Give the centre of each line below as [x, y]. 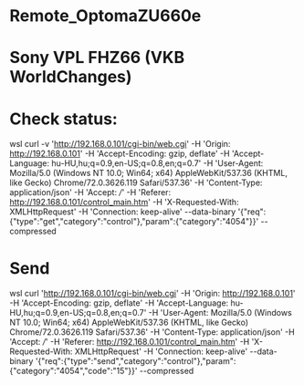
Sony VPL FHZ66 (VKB [97, 58]
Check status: [64, 119]
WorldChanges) [71, 77]
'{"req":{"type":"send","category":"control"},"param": [136, 361]
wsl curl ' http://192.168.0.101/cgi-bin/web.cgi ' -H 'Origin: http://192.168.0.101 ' [152, 294]
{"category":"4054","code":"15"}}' [73, 371]
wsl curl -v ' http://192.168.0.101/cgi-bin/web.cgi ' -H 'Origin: [120, 144]
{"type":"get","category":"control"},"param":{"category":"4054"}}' [134, 222]
